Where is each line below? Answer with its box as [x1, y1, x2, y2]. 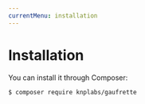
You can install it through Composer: [8, 73, 128, 82]
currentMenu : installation [8, 11, 98, 20]
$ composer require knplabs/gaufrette [8, 88, 137, 96]
